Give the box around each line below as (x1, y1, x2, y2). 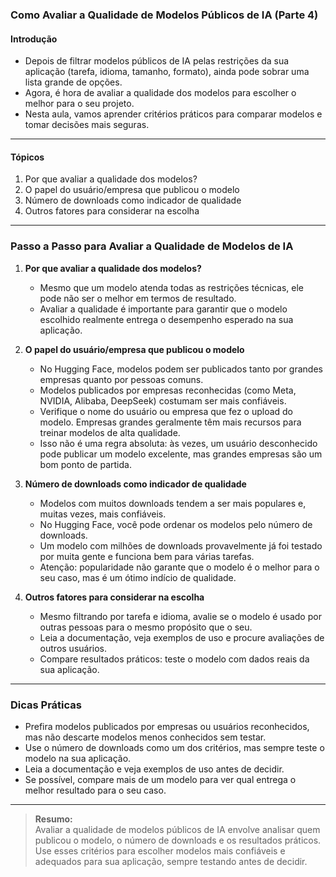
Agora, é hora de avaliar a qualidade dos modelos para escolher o (24, 87, 297, 99)
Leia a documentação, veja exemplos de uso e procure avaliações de (39, 631, 325, 643)
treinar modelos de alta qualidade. (39, 426, 181, 438)
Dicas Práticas (10, 698, 82, 712)
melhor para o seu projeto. (24, 98, 135, 110)
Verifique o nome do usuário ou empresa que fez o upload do (39, 405, 294, 417)
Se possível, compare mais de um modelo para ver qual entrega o (24, 773, 297, 785)
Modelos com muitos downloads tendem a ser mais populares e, (39, 497, 307, 509)
